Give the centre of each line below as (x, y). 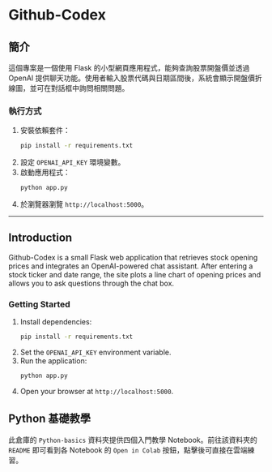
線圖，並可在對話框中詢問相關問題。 (69, 88)
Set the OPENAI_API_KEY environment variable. (96, 352)
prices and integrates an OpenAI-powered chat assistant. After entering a (131, 266)
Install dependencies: (56, 322)
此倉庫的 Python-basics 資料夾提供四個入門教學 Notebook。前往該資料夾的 (133, 440)
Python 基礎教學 (50, 419)
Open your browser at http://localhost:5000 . (97, 391)
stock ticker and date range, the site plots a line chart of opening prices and (135, 274)
